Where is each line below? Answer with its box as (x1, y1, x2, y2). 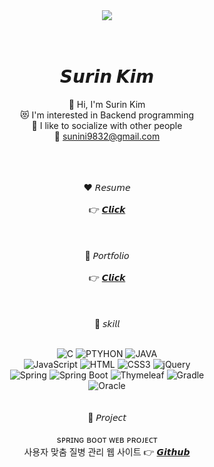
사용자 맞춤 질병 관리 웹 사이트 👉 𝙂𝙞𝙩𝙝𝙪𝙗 (23, 445, 191, 458)
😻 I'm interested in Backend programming (19, 109, 195, 121)
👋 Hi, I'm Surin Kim (68, 98, 146, 110)
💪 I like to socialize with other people (31, 119, 183, 131)
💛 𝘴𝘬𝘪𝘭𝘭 (93, 317, 121, 329)
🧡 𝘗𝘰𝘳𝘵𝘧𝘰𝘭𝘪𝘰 (84, 249, 130, 261)
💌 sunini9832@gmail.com (53, 130, 161, 142)
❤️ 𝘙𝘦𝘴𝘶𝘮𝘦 (83, 181, 131, 193)
